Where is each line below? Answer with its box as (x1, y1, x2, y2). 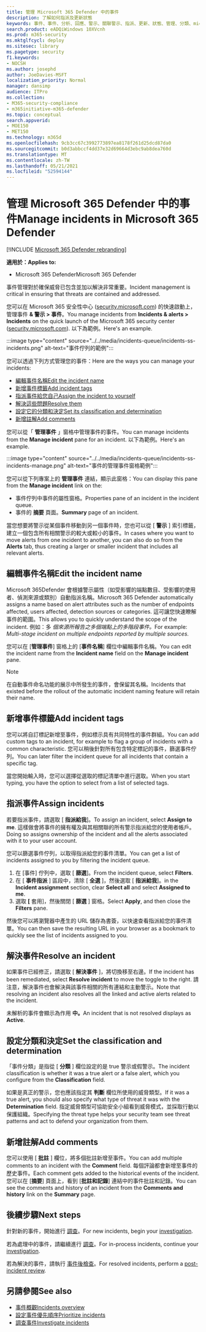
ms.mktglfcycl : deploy (6, 37, 64, 44)
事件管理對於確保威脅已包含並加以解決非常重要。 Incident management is (6, 283, 191, 291)
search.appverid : (6, 117, 51, 123)
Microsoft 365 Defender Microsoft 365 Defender (15, 271, 137, 278)
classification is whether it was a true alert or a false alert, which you (6, 1070, 180, 1077)
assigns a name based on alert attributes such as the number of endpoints (6, 600, 194, 607)
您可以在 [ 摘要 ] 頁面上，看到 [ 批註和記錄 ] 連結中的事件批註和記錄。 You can (6, 1177, 197, 1184)
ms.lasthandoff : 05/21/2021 (6, 163, 78, 169)
